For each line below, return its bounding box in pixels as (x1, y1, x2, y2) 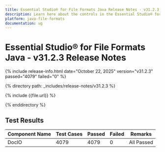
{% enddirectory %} (5, 102, 46, 108)
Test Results (5, 116, 44, 125)
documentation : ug (5, 21, 43, 26)
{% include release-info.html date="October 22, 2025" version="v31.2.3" (5, 68, 153, 74)
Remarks (130, 130, 152, 137)
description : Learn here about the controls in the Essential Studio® (5, 12, 153, 17)
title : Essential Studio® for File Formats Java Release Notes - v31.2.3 (5, 7, 160, 12)
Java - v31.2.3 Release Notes (5, 52, 126, 64)
